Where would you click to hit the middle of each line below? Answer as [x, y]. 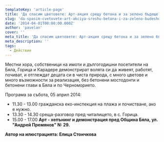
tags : [10, 46]
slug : [10, 19]
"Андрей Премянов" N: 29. [41, 124]
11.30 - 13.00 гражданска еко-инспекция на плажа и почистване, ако [84, 104]
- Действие [20, 50]
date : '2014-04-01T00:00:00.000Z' [40, 23]
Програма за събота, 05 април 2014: [43, 94]
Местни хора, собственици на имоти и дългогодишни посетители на [77, 64]
